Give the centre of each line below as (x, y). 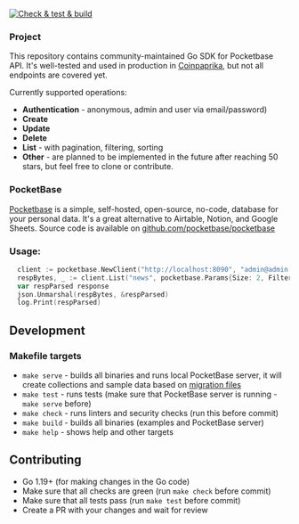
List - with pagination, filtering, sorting (93, 148)
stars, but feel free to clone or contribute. (97, 167)
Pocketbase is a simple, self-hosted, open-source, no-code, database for (144, 209)
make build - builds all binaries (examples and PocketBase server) (143, 422)
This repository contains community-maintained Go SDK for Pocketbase (141, 56)
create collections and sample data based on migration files (132, 384)
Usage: (25, 251)
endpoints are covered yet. (59, 75)
